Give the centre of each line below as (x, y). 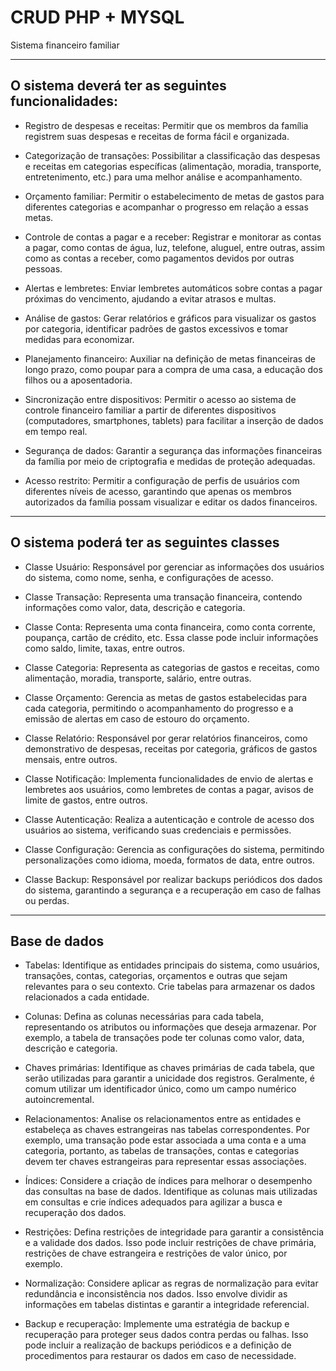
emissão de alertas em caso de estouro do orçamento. (137, 718)
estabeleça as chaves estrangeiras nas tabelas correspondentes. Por (167, 1130)
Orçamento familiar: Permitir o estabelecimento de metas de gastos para (174, 196)
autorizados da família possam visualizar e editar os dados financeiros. (171, 502)
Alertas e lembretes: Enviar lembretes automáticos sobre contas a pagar (173, 288)
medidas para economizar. (79, 339)
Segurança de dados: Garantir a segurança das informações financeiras (173, 450)
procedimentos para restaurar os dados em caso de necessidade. (160, 1356)
